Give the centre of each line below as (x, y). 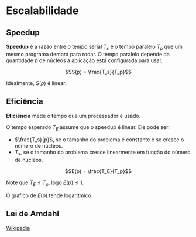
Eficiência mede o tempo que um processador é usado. (73, 116)
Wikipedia (18, 228)
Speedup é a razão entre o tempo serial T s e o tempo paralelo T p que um (94, 47)
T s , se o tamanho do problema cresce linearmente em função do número (102, 153)
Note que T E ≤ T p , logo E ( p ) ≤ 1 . (45, 183)
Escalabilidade (42, 11)
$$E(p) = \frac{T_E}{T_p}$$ (98, 171)
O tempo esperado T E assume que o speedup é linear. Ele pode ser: (88, 128)
